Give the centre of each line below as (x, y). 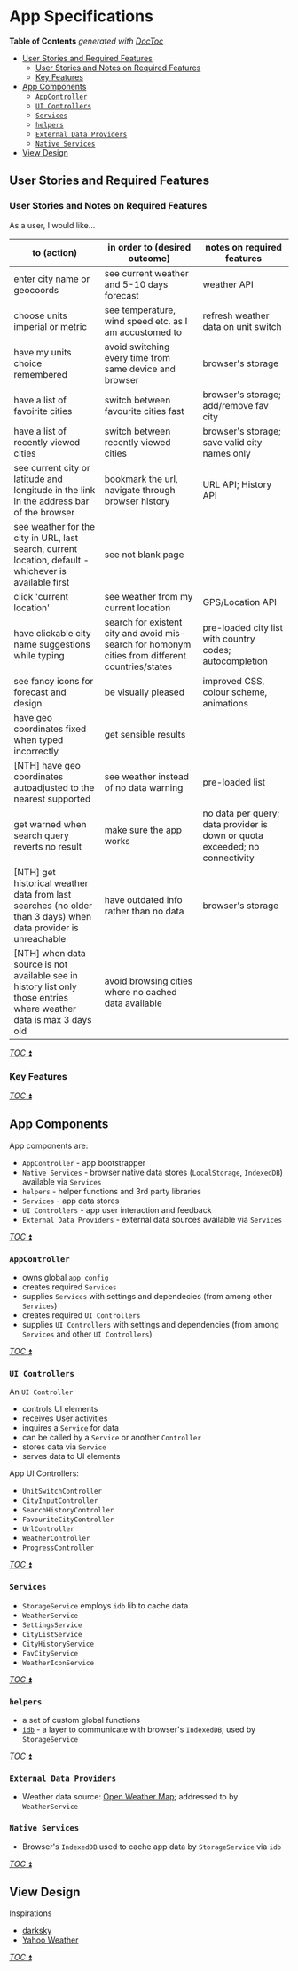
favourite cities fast (144, 411)
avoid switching (137, 347)
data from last (43, 894)
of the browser (44, 512)
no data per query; (241, 813)
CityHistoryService (58, 1644)
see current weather (146, 273)
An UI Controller (41, 1392)
